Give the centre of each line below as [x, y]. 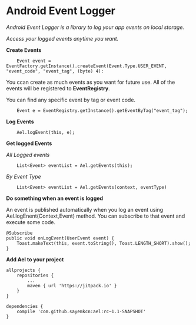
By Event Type [24, 176]
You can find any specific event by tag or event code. [71, 100]
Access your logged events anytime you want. [62, 38]
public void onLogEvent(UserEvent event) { [60, 238]
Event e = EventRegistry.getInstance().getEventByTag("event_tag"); [102, 110]
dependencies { [25, 306]
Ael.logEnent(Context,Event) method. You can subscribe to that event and [96, 216]
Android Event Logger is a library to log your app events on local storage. [95, 27]
